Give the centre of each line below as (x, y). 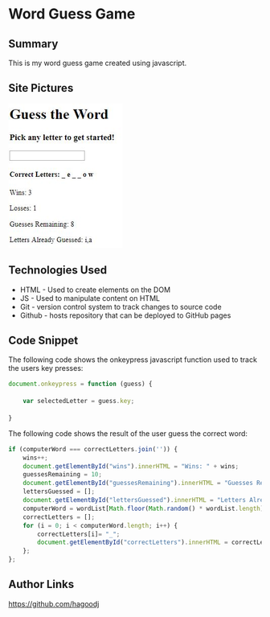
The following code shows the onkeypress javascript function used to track (133, 360)
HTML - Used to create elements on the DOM (95, 290)
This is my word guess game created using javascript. (98, 63)
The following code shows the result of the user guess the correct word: (128, 433)
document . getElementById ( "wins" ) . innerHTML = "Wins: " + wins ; (131, 466)
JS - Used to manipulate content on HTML (90, 298)
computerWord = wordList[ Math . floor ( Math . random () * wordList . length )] (145, 508)
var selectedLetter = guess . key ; (79, 401)
